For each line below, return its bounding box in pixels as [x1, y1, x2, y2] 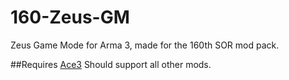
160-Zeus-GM [10, 6, 130, 29]
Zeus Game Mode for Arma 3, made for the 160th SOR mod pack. [10, 39, 280, 51]
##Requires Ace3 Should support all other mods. [10, 58, 212, 70]
